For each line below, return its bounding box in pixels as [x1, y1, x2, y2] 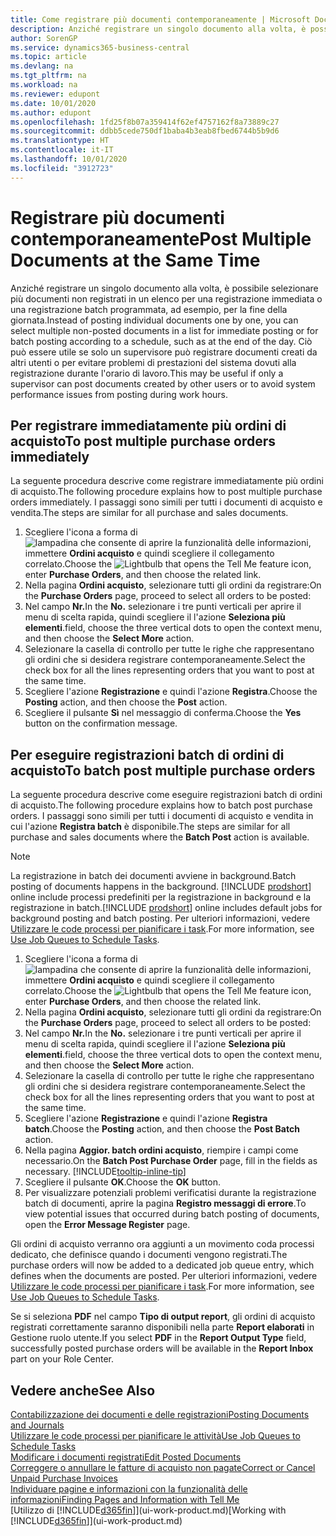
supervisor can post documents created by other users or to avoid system [10, 377, 316, 390]
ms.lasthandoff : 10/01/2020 [10, 154, 128, 164]
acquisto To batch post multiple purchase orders [10, 762, 316, 779]
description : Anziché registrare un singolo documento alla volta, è [10, 24, 307, 34]
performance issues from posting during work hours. [10, 388, 229, 400]
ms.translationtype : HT [10, 136, 110, 146]
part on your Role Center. [10, 1353, 115, 1365]
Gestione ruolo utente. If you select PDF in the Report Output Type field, [10, 1332, 307, 1344]
